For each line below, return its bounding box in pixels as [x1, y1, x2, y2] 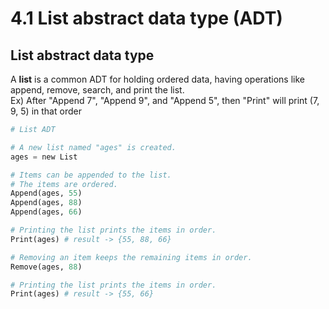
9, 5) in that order [10, 105, 82, 117]
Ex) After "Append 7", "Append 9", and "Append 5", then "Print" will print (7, [10, 95, 320, 106]
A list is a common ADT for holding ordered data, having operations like [10, 73, 305, 85]
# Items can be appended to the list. [10, 170, 172, 180]
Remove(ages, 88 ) [10, 262, 83, 272]
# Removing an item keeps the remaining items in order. [10, 252, 253, 262]
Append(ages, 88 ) [10, 198, 83, 208]
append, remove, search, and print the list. [10, 84, 185, 96]
